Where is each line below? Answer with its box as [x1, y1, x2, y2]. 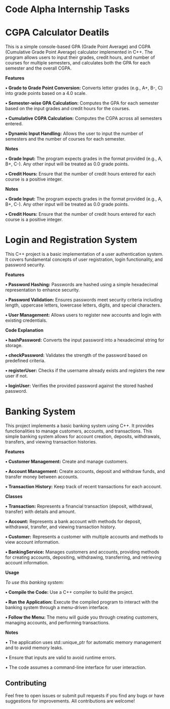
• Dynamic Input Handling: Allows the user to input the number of [5, 130, 144, 137]
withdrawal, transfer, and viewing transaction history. [5, 524, 116, 530]
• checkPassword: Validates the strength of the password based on [5, 352, 148, 358]
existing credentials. [5, 317, 47, 323]
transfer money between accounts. [5, 474, 79, 480]
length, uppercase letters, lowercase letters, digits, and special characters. [5, 302, 161, 308]
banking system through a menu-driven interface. [5, 604, 109, 610]
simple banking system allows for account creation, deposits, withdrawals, [5, 433, 161, 440]
